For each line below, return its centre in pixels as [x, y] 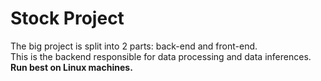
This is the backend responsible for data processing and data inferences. [161, 56]
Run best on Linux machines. [71, 67]
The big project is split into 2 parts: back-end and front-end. [134, 46]
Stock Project [67, 18]
